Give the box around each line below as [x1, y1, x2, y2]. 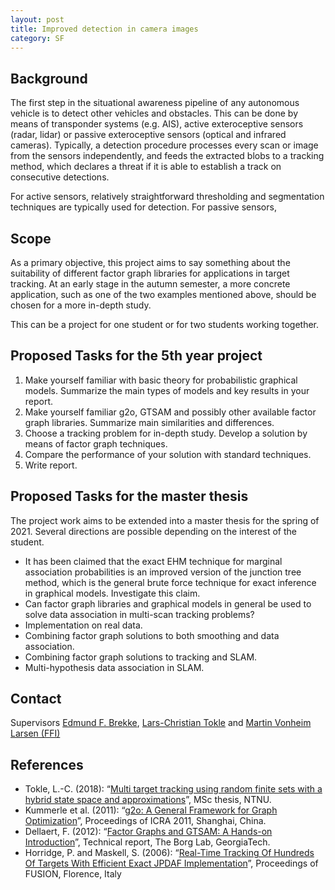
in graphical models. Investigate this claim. [24, 587, 201, 599]
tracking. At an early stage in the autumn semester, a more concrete [10, 278, 291, 290]
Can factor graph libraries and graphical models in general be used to [24, 597, 312, 610]
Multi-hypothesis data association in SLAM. [24, 661, 205, 673]
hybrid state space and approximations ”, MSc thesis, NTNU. [24, 794, 272, 806]
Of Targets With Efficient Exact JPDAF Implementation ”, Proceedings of [24, 857, 319, 870]
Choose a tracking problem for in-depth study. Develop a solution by [24, 427, 308, 439]
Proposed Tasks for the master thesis [10, 488, 249, 505]
